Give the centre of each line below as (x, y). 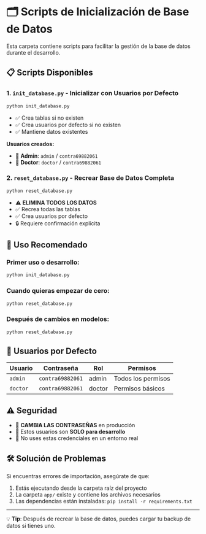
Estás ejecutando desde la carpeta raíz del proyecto (81, 488)
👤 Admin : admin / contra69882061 (56, 156)
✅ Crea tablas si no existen (49, 118)
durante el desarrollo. (33, 52)
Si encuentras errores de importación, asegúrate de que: (78, 476)
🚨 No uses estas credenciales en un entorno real (77, 438)
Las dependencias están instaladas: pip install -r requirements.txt (104, 501)
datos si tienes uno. (31, 526)
